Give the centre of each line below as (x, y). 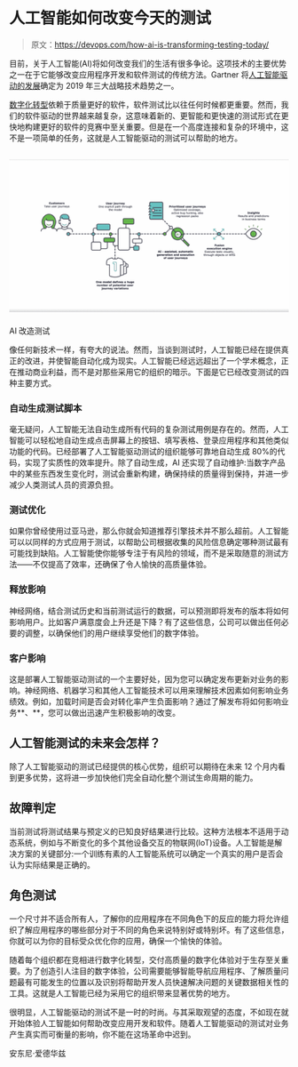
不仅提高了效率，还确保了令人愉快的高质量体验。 (122, 565)
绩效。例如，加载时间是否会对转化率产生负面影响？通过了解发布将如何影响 (145, 702)
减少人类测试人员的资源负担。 (63, 485)
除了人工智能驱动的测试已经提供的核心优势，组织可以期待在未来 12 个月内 (144, 766)
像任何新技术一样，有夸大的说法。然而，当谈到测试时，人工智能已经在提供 (145, 349)
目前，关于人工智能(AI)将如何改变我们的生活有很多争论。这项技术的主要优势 (148, 63)
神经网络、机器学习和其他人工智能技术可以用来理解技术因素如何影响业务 (157, 691)
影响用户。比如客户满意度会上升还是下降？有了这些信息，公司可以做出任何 (145, 622)
